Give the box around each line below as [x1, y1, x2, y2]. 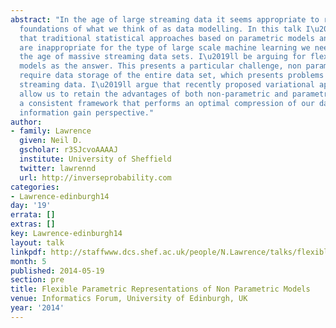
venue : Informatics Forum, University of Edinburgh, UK [10, 294, 248, 304]
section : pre [10, 275, 65, 285]
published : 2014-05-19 [10, 266, 105, 276]
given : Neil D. [19, 136, 83, 146]
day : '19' [10, 201, 52, 211]
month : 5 [10, 256, 47, 266]
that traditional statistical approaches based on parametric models [19, 33, 315, 43]
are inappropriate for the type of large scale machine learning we [19, 42, 311, 53]
